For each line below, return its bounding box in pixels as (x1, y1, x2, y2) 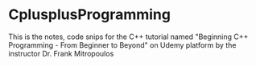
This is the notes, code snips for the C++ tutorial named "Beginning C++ (8, 32, 249, 41)
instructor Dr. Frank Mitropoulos (8, 49, 114, 58)
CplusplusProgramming (8, 6, 171, 24)
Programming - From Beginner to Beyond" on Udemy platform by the (8, 40, 237, 49)
